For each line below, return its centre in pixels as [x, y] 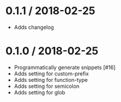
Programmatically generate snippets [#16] [65, 67]
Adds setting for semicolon [47, 86]
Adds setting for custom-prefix [51, 73]
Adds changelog [34, 27]
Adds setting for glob [40, 92]
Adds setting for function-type [51, 80]
